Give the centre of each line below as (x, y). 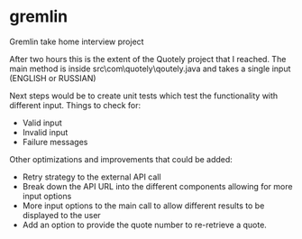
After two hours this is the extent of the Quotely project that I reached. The (148, 59)
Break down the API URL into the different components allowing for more (157, 186)
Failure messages (55, 142)
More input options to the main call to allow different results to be (143, 206)
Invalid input (45, 132)
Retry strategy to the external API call (92, 177)
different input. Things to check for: (75, 105)
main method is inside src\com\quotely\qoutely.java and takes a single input (150, 69)
